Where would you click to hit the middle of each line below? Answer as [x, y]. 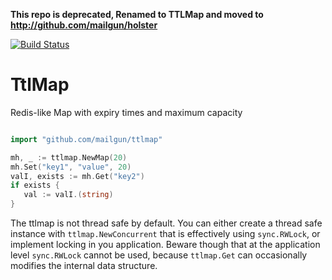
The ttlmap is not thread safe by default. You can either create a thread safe [166, 223]
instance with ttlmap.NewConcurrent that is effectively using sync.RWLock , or [165, 234]
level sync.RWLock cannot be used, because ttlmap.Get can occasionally [159, 255]
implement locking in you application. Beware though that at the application [165, 245]
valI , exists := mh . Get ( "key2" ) [77, 176]
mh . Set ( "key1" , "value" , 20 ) [71, 167]
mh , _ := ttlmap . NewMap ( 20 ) [69, 157]
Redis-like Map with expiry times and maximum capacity [126, 112]
